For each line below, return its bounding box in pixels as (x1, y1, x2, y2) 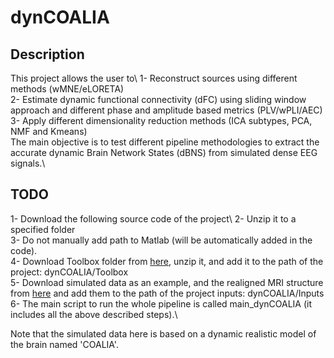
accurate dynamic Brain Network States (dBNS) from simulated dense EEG (10, 147, 318, 158)
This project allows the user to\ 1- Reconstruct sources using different (10, 72, 298, 84)
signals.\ (10, 157, 46, 169)
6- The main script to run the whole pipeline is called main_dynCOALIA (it (10, 297, 313, 310)
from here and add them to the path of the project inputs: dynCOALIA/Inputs (10, 287, 325, 299)
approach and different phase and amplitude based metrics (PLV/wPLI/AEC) (10, 104, 323, 116)
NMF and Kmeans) (10, 126, 88, 137)
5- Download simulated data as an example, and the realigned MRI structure (10, 276, 324, 288)
